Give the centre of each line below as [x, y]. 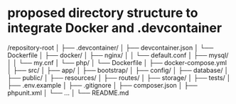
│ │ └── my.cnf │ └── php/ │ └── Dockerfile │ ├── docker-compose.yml [117, 62]
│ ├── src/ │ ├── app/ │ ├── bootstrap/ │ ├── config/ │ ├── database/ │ [118, 70]
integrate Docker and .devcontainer [115, 28]
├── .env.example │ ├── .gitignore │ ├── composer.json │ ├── [102, 85]
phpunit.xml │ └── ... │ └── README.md [68, 93]
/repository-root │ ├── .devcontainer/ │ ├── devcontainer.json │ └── [111, 47]
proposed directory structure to [103, 13]
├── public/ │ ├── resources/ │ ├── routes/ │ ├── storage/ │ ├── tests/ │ [119, 77]
